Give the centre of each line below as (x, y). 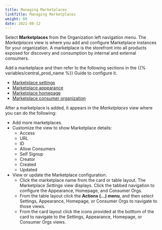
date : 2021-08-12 (23, 23)
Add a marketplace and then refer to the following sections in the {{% (76, 68)
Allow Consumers (37, 149)
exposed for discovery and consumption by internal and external (71, 53)
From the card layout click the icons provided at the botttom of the (87, 212)
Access (27, 133)
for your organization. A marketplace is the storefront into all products (76, 48)
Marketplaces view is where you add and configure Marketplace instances (81, 43)
